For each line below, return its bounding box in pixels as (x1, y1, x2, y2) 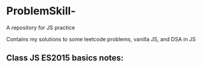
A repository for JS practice (6, 24, 75, 31)
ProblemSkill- (6, 4, 76, 18)
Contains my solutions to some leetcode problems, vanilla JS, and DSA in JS (6, 35, 196, 42)
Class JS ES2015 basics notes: (6, 53, 124, 63)
